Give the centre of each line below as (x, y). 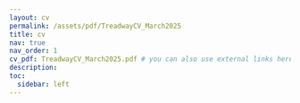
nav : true (28, 43)
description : (33, 68)
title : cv (28, 34)
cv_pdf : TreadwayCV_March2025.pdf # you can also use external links (142, 59)
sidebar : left (43, 84)
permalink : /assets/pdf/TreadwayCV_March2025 (95, 26)
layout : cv (29, 17)
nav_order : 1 (33, 51)
